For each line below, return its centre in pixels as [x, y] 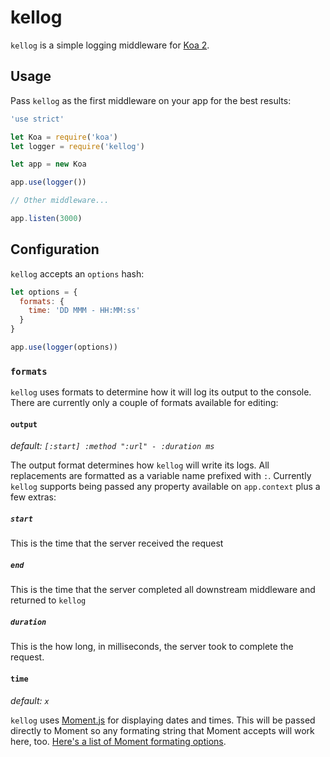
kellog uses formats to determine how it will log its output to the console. [161, 392]
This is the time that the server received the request [117, 543]
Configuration [55, 249]
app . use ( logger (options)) [64, 347]
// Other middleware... [60, 201]
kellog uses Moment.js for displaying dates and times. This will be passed [163, 720]
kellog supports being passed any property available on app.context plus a [165, 487]
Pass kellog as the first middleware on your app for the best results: [151, 100]
